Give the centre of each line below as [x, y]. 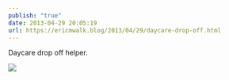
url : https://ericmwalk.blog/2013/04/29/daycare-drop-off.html [115, 30]
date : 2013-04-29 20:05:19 [53, 23]
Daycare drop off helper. [48, 53]
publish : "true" [35, 15]
